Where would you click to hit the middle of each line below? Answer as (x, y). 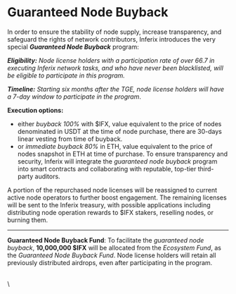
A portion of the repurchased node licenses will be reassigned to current (112, 190)
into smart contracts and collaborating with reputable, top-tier (107, 169)
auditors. (48, 176)
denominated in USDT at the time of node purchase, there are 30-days (120, 131)
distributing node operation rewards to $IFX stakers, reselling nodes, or (111, 212)
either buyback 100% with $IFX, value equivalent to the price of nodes (119, 123)
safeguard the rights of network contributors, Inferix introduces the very (112, 39)
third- (206, 169)
